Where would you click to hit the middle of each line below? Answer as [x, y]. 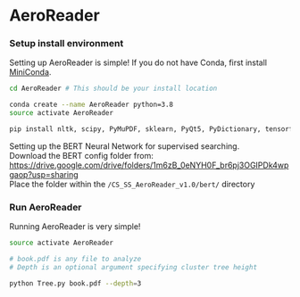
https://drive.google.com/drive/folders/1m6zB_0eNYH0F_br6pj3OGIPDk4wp [149, 165]
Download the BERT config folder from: [81, 155]
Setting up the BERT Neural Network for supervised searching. [125, 146]
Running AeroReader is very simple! [75, 227]
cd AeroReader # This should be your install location [113, 89]
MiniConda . [30, 72]
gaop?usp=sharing [44, 174]
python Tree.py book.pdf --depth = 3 [75, 283]
